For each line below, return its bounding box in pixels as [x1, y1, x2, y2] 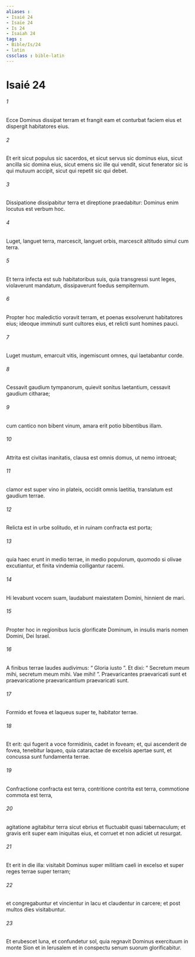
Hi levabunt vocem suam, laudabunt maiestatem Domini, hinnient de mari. [6, 594, 186, 601]
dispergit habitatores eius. [6, 123, 70, 130]
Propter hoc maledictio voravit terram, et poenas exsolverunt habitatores [6, 314, 183, 321]
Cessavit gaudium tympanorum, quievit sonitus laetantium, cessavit [6, 384, 171, 391]
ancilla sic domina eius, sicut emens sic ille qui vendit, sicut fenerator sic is [6, 161, 188, 168]
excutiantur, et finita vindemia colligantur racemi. [6, 562, 125, 569]
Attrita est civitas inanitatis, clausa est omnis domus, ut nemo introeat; [6, 454, 177, 461]
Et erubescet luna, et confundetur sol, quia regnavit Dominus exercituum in [6, 938, 188, 945]
